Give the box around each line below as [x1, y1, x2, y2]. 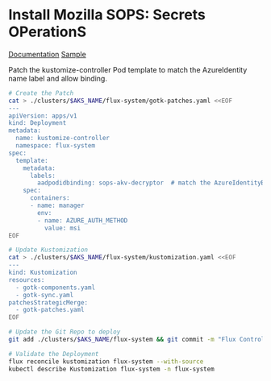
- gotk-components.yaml [15, 284, 95, 292]
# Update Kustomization [8, 246, 89, 255]
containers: [29, 194, 70, 202]
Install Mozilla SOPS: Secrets [8, 6, 206, 24]
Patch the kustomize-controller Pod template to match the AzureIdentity [8, 64, 248, 74]
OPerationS [8, 23, 87, 41]
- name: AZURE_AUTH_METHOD [37, 216, 128, 225]
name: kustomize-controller [15, 135, 110, 143]
